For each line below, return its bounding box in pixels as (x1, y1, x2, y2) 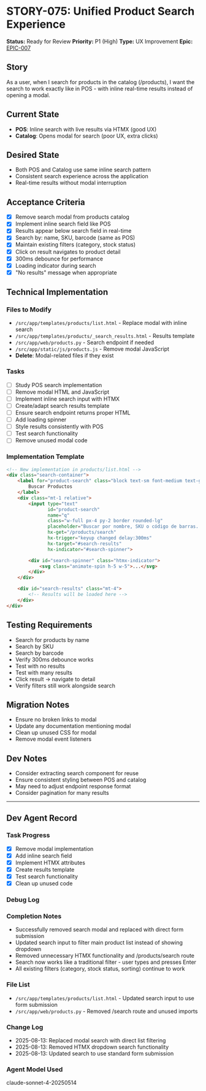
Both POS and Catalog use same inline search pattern (15, 166, 151, 173)
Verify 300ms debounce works (15, 655, 94, 663)
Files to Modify (6, 305, 52, 314)
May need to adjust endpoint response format (15, 783, 131, 790)
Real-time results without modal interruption (15, 179, 127, 187)
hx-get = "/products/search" (47, 530, 116, 536)
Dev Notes (6, 753, 47, 764)
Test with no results (15, 662, 66, 670)
